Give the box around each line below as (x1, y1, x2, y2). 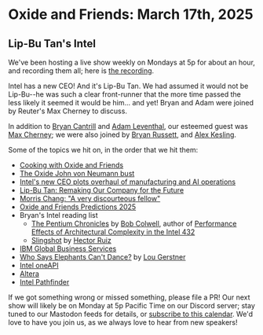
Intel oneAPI (19, 261, 59, 270)
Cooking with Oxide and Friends (19, 160, 124, 170)
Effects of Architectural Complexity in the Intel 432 (31, 227, 195, 237)
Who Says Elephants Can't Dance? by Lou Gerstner (19, 252, 186, 261)
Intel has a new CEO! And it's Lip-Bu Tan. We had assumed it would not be (8, 81, 249, 90)
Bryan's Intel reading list (19, 211, 98, 219)
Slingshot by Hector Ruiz (31, 236, 111, 245)
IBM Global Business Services (19, 244, 117, 253)
